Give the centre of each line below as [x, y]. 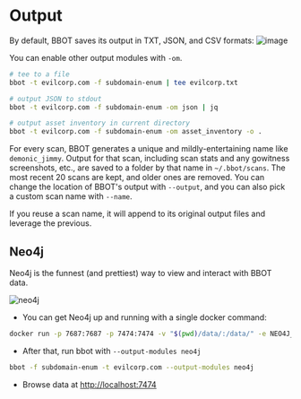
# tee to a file [39, 74]
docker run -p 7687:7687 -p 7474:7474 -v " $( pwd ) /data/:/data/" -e [138, 334]
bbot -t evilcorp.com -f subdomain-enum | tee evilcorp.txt [124, 82]
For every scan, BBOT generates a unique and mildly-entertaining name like [149, 149]
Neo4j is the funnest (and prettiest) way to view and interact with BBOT [141, 273]
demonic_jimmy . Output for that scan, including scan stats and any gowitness [150, 159]
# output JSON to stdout [56, 99]
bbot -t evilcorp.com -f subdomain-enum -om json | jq [114, 107]
